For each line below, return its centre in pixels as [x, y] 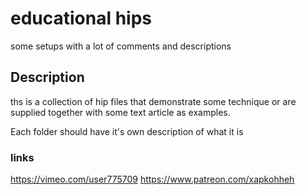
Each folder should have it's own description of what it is [127, 131]
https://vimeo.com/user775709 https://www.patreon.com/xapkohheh [152, 179]
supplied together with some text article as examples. [120, 112]
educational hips [81, 18]
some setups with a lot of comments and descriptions [121, 46]
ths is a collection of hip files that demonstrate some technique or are [153, 101]
